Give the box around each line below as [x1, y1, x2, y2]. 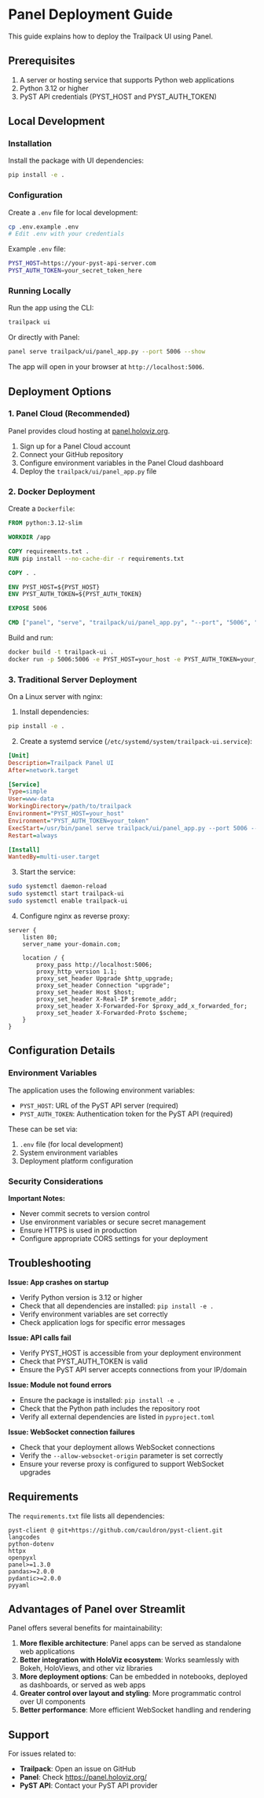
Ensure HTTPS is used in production [19, 1225, 137, 1235]
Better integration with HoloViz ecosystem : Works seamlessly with [19, 1655, 240, 1664]
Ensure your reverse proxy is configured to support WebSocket [19, 1459, 225, 1468]
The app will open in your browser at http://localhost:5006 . [8, 362, 205, 372]
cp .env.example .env [8, 222, 79, 231]
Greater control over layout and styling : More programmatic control [19, 1689, 241, 1698]
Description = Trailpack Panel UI [8, 759, 114, 767]
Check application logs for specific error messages [19, 1317, 186, 1327]
